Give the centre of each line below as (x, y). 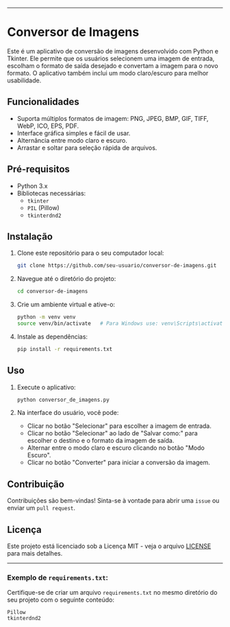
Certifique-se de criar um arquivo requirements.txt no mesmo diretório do (112, 593)
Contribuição (36, 484)
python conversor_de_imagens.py (63, 400)
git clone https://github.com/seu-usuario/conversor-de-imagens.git (117, 266)
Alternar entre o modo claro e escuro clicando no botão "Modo (116, 448)
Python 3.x (32, 185)
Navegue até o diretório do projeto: (66, 279)
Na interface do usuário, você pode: (68, 413)
